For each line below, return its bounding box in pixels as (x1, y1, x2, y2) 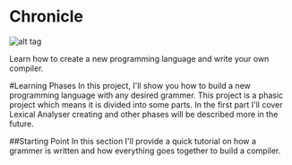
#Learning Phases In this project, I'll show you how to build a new (9, 80, 251, 91)
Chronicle (9, 6, 83, 27)
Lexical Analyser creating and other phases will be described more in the (9, 109, 279, 119)
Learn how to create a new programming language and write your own (9, 53, 270, 64)
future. (9, 118, 34, 129)
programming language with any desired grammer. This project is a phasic (9, 90, 284, 100)
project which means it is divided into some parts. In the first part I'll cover (9, 99, 284, 109)
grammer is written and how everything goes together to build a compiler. (9, 145, 281, 156)
